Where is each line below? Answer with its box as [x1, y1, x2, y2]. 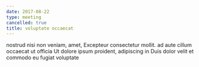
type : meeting [6, 14, 42, 20]
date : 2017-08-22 [6, 8, 50, 15]
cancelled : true [6, 20, 47, 25]
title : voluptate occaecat [6, 25, 74, 31]
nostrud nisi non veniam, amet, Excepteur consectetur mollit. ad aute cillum [6, 42, 192, 49]
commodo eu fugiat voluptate [6, 54, 79, 61]
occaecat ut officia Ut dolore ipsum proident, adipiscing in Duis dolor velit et [6, 48, 194, 55]
